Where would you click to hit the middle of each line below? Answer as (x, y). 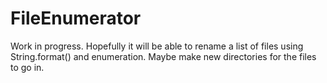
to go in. (27, 67)
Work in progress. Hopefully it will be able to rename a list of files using (157, 46)
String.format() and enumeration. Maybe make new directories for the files (163, 56)
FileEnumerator (76, 18)
